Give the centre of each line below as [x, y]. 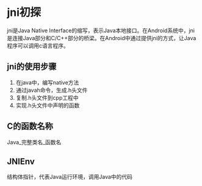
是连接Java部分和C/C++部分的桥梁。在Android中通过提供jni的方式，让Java [102, 38]
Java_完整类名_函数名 [34, 142]
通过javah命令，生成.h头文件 [52, 90]
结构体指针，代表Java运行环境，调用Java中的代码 [70, 177]
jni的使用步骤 [32, 67]
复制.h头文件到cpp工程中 [47, 97]
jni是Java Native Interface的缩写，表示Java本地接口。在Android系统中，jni [101, 30]
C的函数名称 [30, 126]
